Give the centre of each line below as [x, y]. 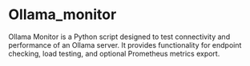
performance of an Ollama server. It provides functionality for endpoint [125, 45]
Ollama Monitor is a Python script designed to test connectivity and [119, 37]
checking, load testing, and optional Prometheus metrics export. [114, 53]
